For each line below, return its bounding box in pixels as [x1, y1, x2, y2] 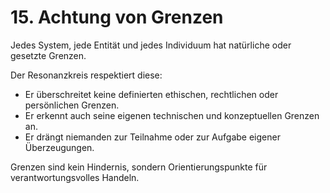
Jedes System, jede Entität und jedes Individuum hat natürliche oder [10, 39, 292, 51]
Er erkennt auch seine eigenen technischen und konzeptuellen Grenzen [24, 109, 320, 121]
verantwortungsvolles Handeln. [10, 171, 140, 183]
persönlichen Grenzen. [24, 99, 120, 111]
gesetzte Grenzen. [10, 49, 87, 61]
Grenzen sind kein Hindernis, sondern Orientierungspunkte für [10, 161, 268, 173]
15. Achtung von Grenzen [10, 6, 224, 29]
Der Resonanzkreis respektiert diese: [10, 69, 163, 81]
